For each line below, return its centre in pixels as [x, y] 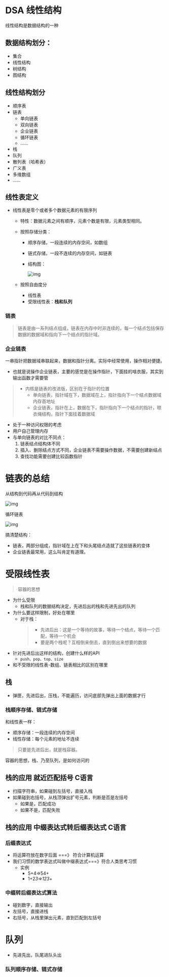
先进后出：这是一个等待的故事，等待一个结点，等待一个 [98, 629]
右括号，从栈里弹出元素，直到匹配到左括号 [57, 917]
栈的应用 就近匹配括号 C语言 [49, 778]
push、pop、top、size [42, 659]
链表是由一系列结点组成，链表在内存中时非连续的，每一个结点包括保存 [91, 328]
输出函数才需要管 [30, 378]
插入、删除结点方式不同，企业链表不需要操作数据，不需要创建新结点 [91, 450]
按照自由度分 [33, 284]
